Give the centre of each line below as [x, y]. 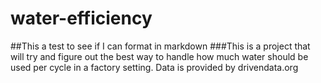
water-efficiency [81, 18]
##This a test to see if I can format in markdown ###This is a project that [160, 46]
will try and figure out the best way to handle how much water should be [159, 56]
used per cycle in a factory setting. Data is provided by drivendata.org [154, 67]
